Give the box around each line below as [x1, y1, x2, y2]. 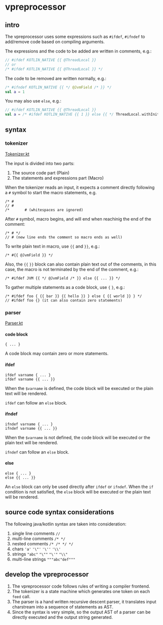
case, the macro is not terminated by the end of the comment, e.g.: [5, 266, 139, 272]
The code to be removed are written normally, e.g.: [5, 75, 107, 81]
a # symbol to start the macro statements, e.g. [5, 189, 97, 195]
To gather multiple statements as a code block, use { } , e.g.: [5, 284, 125, 290]
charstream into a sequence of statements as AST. [12, 604, 114, 609]
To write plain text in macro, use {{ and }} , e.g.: [5, 243, 100, 249]
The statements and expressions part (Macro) [12, 175, 104, 181]
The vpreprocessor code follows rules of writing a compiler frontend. [12, 583, 150, 589]
